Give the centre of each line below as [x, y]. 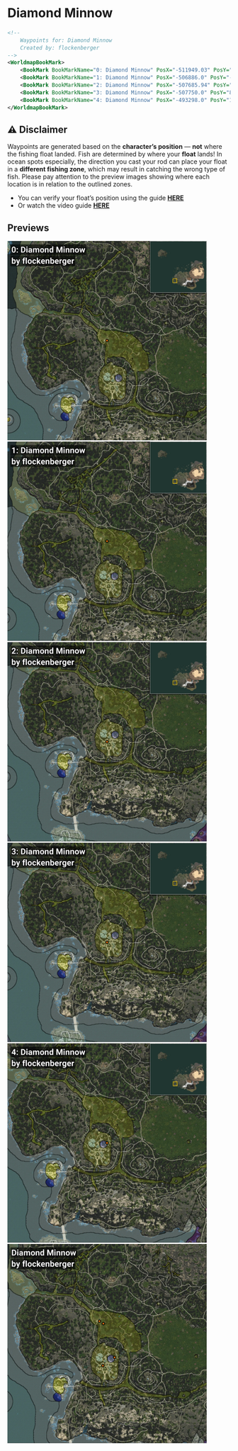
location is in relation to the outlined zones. [70, 184]
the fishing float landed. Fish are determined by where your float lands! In [115, 154]
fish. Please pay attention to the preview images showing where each [109, 177]
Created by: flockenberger [60, 47]
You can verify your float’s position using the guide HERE [101, 198]
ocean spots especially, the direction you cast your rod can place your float [117, 162]
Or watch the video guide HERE [63, 205]
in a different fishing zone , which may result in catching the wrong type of [116, 169]
